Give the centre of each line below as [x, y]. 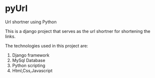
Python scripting [28, 65]
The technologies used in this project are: [47, 46]
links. [10, 36]
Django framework [31, 55]
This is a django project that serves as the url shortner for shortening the [78, 31]
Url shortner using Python [31, 22]
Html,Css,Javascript [32, 70]
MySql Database [28, 60]
